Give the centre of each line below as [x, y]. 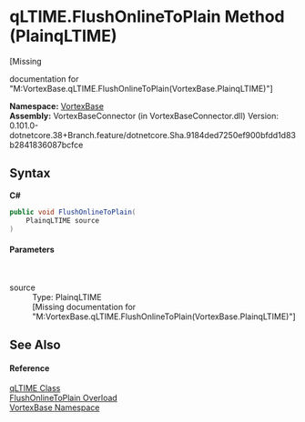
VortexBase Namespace [55, 407]
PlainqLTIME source [63, 220]
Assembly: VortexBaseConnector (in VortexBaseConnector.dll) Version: [144, 116]
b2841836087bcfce [46, 145]
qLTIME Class [35, 388]
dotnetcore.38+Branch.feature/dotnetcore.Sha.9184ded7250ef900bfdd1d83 [153, 135]
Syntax [30, 173]
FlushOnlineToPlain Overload [64, 398]
